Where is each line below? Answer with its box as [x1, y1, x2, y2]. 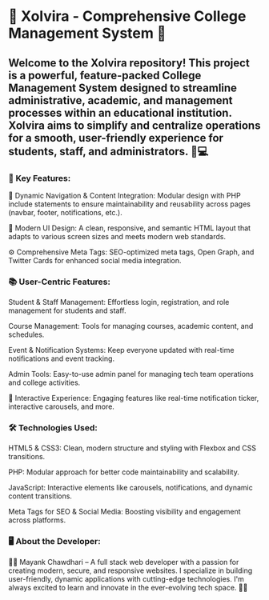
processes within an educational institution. [8, 106, 232, 119]
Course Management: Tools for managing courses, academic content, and [8, 322, 254, 331]
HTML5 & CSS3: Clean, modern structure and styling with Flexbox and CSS [8, 443, 256, 453]
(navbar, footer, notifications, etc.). [8, 207, 122, 217]
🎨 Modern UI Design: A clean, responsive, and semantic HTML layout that [8, 223, 251, 233]
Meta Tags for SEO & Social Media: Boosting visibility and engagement [8, 507, 242, 517]
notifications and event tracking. [8, 354, 114, 363]
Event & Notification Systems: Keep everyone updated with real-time [8, 346, 235, 355]
